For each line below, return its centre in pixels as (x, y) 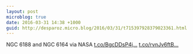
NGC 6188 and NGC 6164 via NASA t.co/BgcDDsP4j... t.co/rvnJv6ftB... (93, 45)
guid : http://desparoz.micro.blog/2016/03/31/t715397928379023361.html (96, 28)
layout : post (22, 11)
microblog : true (26, 17)
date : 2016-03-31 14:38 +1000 (44, 22)
